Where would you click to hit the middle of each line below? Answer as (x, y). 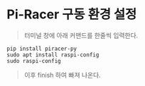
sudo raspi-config (34, 61)
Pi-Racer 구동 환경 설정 (72, 14)
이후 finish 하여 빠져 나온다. (62, 75)
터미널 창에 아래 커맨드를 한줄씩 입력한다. (81, 35)
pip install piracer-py (42, 49)
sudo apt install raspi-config (53, 55)
